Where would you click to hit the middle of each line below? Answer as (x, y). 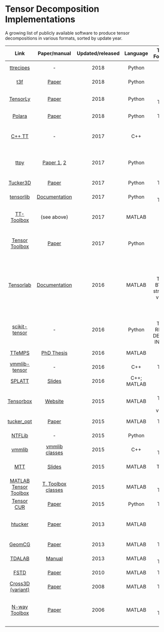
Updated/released (98, 53)
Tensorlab (20, 285)
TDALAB (20, 558)
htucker (20, 524)
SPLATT (20, 381)
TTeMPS (20, 352)
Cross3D (20, 584)
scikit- (20, 327)
